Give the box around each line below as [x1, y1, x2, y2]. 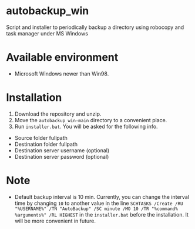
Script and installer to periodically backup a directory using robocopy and [6, 24, 184, 31]
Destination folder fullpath [14, 140, 78, 148]
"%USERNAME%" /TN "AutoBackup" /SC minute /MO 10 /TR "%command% [14, 205, 178, 212]
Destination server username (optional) [14, 146, 110, 154]
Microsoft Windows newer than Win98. [14, 70, 109, 77]
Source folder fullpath [14, 134, 68, 141]
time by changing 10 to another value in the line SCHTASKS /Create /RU [14, 199, 183, 207]
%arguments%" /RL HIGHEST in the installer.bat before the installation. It [14, 211, 189, 218]
